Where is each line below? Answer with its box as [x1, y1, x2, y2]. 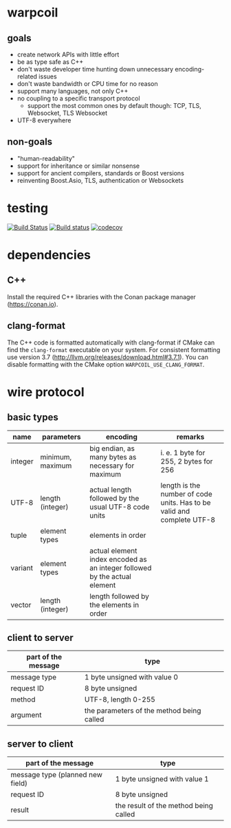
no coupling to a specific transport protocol [16, 94, 140, 102]
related [16, 72, 38, 80]
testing [7, 201, 49, 216]
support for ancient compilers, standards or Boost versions [16, 168, 184, 177]
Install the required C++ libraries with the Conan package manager [7, 292, 196, 301]
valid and [160, 506, 190, 516]
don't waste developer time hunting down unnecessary [16, 65, 174, 73]
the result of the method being [115, 801, 213, 811]
